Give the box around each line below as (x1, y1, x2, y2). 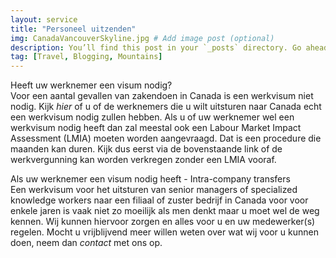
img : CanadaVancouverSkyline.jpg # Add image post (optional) (10, 33, 275, 43)
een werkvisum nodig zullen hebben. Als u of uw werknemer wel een (10, 111, 295, 123)
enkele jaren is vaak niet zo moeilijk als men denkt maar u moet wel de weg (10, 205, 320, 217)
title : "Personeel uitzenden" (10, 24, 137, 34)
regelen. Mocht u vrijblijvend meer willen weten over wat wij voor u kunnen (10, 226, 319, 238)
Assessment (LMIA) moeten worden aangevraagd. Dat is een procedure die (10, 132, 322, 145)
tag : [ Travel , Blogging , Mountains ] (10, 52, 163, 62)
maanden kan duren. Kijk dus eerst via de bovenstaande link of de (10, 143, 283, 155)
